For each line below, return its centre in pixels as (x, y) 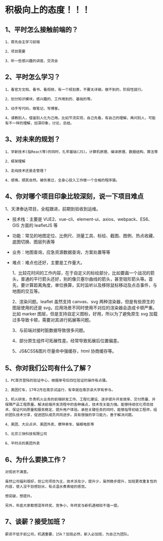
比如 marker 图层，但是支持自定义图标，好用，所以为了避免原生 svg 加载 (85, 314)
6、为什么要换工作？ (36, 459)
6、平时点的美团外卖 (23, 443)
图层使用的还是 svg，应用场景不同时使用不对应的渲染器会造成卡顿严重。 (84, 308)
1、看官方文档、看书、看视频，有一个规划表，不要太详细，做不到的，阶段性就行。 (75, 89)
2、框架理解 (15, 161)
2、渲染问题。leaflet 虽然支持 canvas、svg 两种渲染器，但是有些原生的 (83, 302)
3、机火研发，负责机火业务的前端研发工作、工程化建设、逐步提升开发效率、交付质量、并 (80, 399)
